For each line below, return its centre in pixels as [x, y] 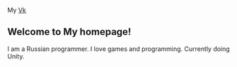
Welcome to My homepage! [69, 32]
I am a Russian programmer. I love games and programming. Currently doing [118, 49]
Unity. [16, 56]
